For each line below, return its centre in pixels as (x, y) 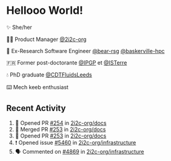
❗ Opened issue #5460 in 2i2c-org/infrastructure (75, 142)
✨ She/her (19, 27)
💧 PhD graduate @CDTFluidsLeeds (49, 74)
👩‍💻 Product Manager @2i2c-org (46, 39)
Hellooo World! (45, 11)
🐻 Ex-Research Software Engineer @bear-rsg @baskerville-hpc (85, 51)
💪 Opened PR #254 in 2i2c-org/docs (61, 123)
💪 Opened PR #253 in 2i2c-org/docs (61, 136)
